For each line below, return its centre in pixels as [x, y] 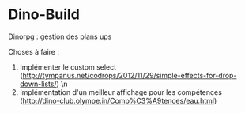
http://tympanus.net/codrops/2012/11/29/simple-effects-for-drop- [130, 75]
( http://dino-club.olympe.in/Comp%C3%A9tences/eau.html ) [118, 100]
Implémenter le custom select [68, 67]
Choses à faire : [34, 51]
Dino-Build [44, 15]
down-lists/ [38, 84]
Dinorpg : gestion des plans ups [60, 36]
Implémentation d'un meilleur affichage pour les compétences [121, 92]
